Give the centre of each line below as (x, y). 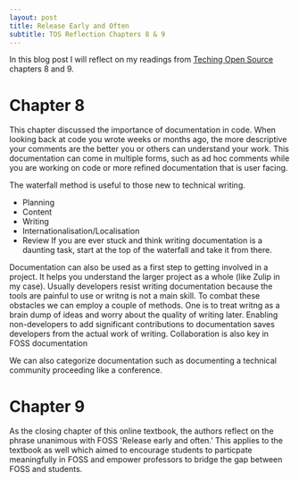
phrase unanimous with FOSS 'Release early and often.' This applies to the (146, 441)
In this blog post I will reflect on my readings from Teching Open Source (141, 60)
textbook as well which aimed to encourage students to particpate (131, 450)
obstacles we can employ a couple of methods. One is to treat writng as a (145, 306)
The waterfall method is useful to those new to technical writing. (127, 185)
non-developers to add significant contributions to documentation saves (142, 325)
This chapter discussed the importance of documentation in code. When (143, 130)
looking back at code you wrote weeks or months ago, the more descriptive (148, 139)
